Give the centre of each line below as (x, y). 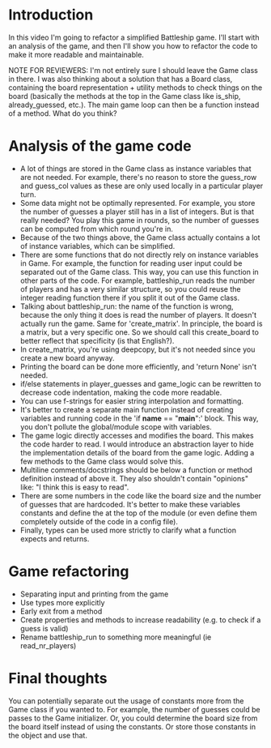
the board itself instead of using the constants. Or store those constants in (132, 726)
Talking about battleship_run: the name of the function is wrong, (127, 306)
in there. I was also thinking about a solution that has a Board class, (121, 79)
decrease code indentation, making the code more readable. (121, 392)
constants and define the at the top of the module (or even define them (138, 513)
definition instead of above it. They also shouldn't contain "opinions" (134, 478)
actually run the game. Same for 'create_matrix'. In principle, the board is (141, 323)
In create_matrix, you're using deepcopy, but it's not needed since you (138, 349)
